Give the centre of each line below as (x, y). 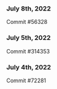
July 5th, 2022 (28, 38)
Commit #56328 (27, 22)
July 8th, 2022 (28, 9)
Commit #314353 (28, 51)
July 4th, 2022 (29, 67)
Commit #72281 (26, 80)
